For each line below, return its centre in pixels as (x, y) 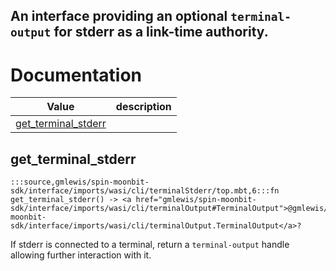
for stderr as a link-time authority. (161, 32)
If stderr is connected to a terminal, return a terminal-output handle (150, 245)
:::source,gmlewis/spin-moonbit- (80, 182)
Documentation (76, 75)
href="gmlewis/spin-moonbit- (196, 200)
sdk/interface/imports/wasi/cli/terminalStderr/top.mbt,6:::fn (145, 191)
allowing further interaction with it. (81, 255)
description (143, 107)
